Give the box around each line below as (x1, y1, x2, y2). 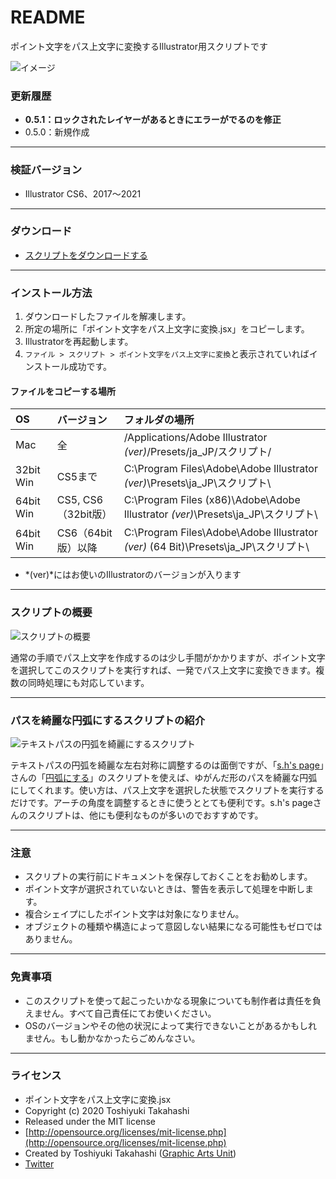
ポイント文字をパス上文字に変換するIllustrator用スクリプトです (10, 40, 269, 52)
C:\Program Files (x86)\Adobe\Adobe (123, 493, 301, 507)
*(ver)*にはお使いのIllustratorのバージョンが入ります (24, 569, 242, 581)
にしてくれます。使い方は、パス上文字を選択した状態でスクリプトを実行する (10, 784, 325, 796)
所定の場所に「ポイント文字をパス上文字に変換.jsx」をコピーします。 (24, 323, 310, 335)
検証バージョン (10, 163, 83, 177)
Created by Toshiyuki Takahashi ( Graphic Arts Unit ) (24, 1147, 237, 1159)
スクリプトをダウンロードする (24, 249, 148, 261)
